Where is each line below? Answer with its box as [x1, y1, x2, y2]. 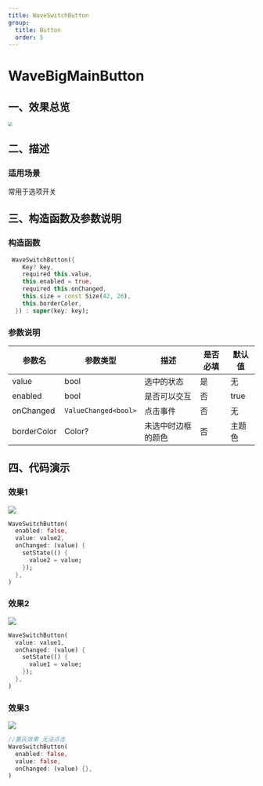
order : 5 [15, 33, 44, 42]
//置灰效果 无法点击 [8, 736, 66, 744]
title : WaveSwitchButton [8, 11, 89, 20]
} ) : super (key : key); [15, 307, 89, 315]
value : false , [15, 757, 61, 766]
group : [8, 19, 30, 27]
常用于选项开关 [8, 186, 56, 196]
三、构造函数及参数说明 [8, 212, 121, 225]
